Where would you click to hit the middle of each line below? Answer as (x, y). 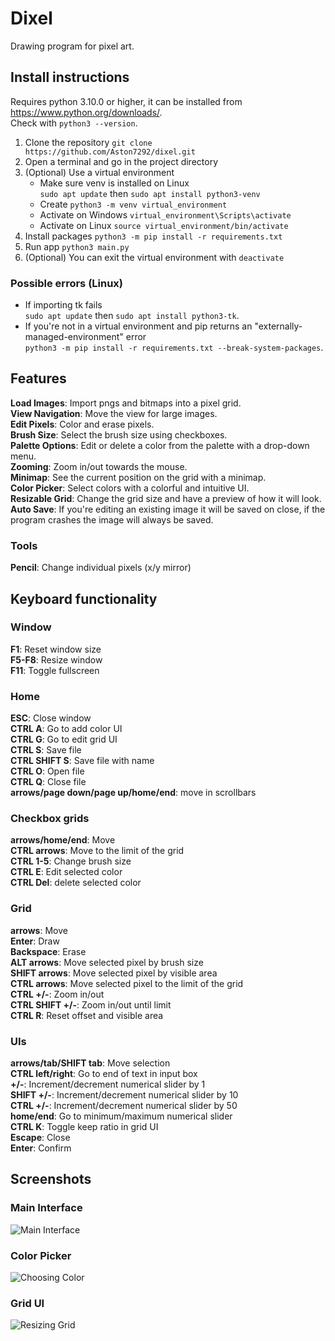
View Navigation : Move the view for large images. (114, 413)
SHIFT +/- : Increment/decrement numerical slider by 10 (124, 1095)
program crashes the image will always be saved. (112, 519)
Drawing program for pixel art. (72, 46)
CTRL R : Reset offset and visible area (87, 1015)
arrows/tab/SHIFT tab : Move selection (90, 1063)
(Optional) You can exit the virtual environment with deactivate (154, 257)
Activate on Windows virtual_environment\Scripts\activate (165, 214)
